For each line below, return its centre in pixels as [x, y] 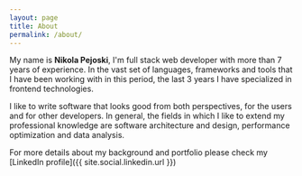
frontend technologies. [52, 89]
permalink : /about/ [46, 34]
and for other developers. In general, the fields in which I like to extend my [147, 116]
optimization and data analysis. [67, 135]
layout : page [34, 18]
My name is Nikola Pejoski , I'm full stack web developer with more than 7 [146, 60]
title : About [34, 26]
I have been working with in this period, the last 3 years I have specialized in [151, 79]
